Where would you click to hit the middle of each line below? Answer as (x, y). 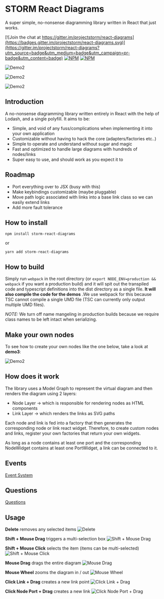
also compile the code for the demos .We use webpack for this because (78, 294)
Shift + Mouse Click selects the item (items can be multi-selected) (72, 548)
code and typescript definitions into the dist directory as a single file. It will (81, 289)
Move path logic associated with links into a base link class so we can (82, 197)
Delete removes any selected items (41, 530)
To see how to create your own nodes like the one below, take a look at (77, 346)
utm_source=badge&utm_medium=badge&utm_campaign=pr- (68, 53)
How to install (26, 223)
